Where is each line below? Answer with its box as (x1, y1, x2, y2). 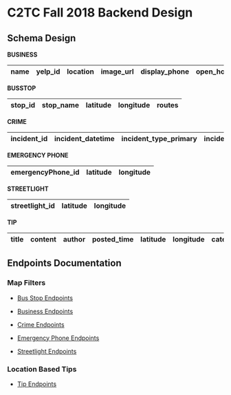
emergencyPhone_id (10, 167, 80, 177)
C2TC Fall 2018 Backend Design (7, 5, 193, 21)
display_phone (140, 67, 190, 76)
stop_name (41, 100, 79, 109)
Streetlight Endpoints (16, 347, 77, 355)
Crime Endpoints (16, 320, 65, 328)
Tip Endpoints (16, 380, 57, 388)
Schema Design (7, 32, 76, 44)
